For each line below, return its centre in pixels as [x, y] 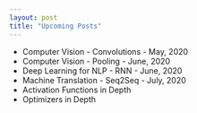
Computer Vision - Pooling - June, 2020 [96, 61]
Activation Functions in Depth [77, 90]
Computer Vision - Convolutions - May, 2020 [105, 51]
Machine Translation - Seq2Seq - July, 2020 [104, 80]
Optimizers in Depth [59, 99]
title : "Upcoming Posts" [56, 26]
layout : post [34, 17]
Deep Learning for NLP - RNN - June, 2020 [102, 70]
